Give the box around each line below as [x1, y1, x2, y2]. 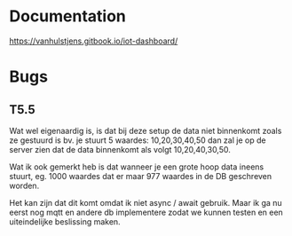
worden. [9, 180, 40, 191]
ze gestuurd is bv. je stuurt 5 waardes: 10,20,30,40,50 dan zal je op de [9, 135, 266, 146]
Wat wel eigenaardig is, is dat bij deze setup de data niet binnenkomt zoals [9, 125, 282, 136]
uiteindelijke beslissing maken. [9, 216, 122, 227]
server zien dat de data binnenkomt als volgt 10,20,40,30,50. [9, 144, 231, 154]
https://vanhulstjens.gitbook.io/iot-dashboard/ [9, 35, 178, 46]
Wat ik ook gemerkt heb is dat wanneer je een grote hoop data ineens [9, 161, 264, 172]
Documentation [9, 6, 127, 27]
